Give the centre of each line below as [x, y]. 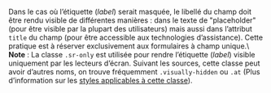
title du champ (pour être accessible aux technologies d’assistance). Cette [135, 37]
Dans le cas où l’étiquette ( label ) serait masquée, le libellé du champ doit [130, 12]
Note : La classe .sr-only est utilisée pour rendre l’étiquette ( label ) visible [132, 55]
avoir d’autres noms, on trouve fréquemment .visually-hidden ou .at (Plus [134, 72]
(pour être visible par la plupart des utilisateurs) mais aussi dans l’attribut [130, 29]
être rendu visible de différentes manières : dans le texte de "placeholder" [132, 20]
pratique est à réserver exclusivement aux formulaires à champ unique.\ [129, 46]
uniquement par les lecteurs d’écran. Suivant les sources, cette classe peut [134, 63]
